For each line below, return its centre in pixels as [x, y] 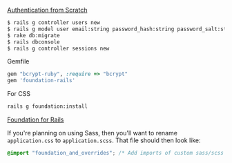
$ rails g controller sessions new [58, 48]
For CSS [19, 94]
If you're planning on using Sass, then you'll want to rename [93, 133]
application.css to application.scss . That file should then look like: [104, 140]
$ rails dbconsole [33, 42]
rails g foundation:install [48, 106]
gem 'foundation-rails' [41, 81]
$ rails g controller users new [54, 23]
